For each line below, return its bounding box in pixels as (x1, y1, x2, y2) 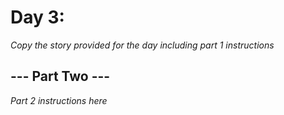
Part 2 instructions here (10, 94, 108, 106)
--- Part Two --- (10, 68, 111, 85)
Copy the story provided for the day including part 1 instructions (10, 39, 275, 51)
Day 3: (10, 6, 65, 29)
